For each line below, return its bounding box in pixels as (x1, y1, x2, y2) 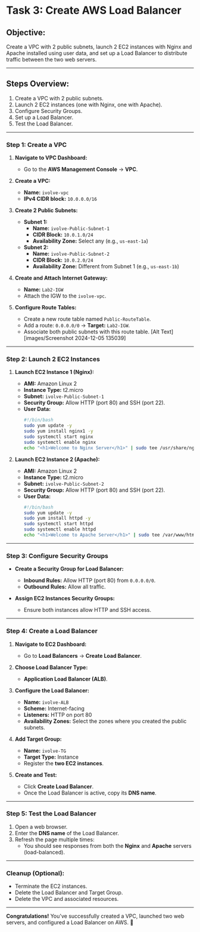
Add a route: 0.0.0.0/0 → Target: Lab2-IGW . (23, 322, 130, 329)
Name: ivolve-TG (23, 747, 67, 754)
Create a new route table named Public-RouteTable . (23, 315, 151, 323)
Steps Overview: (6, 79, 70, 89)
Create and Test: (14, 771, 57, 778)
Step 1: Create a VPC (6, 140, 67, 149)
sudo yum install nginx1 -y (23, 428, 93, 434)
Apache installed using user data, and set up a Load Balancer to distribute (6, 50, 187, 57)
